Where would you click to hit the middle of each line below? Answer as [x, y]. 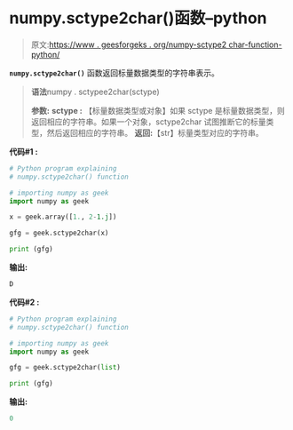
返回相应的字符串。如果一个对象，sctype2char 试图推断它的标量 [148, 122]
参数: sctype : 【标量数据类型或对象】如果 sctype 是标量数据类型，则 [158, 110]
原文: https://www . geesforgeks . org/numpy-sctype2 [129, 44]
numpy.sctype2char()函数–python [139, 18]
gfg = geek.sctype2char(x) [59, 233]
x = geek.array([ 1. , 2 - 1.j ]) [63, 217]
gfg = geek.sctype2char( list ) [65, 368]
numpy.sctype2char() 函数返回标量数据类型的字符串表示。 [114, 73]
